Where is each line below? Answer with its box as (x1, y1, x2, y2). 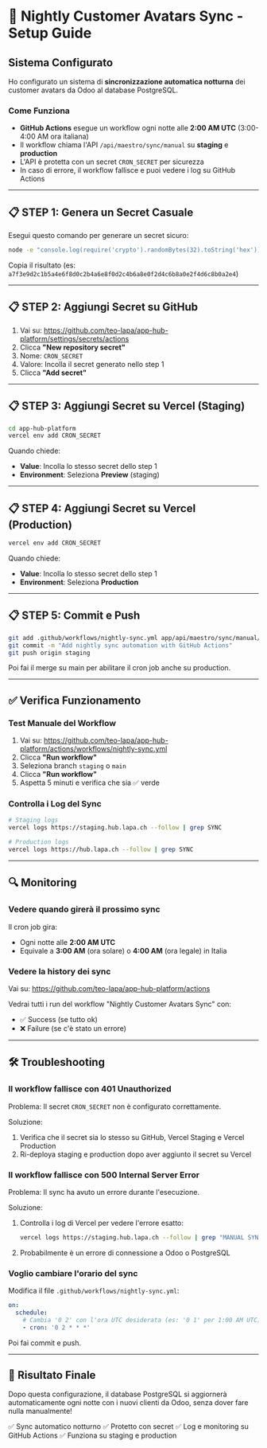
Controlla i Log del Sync (8, 798, 102, 810)
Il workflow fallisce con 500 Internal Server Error (8, 1169, 200, 1181)
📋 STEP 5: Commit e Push (8, 609, 141, 623)
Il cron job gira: (8, 922, 58, 931)
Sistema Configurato (8, 56, 114, 69)
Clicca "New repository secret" (19, 342, 126, 352)
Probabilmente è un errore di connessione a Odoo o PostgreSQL (19, 1247, 230, 1257)
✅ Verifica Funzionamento (8, 693, 141, 707)
